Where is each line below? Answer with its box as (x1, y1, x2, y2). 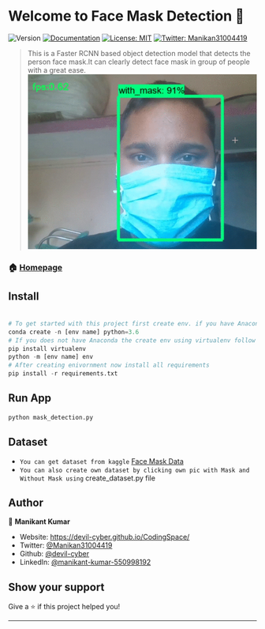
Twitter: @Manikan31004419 (19, 540, 113, 550)
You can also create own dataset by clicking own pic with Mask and (19, 466, 250, 474)
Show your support (8, 580, 105, 593)
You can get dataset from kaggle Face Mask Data (19, 456, 184, 465)
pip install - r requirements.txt (8, 370, 118, 378)
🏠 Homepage (8, 262, 63, 273)
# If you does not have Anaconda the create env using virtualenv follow (8, 336, 256, 345)
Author (8, 495, 43, 509)
